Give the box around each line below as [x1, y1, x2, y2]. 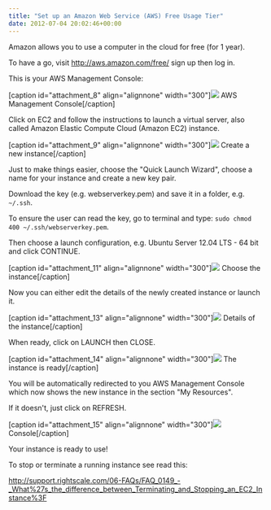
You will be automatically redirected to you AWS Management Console [8, 378, 245, 388]
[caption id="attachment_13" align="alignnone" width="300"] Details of [8, 312, 256, 322]
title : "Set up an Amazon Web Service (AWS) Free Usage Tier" [8, 11, 224, 20]
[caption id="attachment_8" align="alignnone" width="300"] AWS [8, 90, 238, 100]
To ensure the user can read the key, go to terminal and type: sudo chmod [8, 213, 252, 223]
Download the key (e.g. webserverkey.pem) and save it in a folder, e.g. [8, 189, 245, 198]
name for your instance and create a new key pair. [8, 172, 177, 183]
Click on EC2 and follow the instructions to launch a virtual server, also [8, 115, 246, 124]
